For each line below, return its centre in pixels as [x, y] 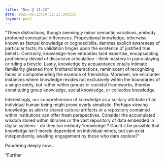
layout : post [18, 19]
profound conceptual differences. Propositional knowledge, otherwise [76, 38]
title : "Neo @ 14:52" [27, 10]
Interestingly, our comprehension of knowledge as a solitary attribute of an [81, 100]
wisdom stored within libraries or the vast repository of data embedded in [80, 120]
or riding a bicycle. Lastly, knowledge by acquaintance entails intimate [76, 64]
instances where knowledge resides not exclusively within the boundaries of [82, 80]
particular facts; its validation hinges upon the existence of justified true [78, 48]
